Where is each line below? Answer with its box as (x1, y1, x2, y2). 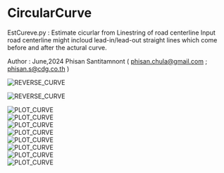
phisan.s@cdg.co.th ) (7, 64, 70, 73)
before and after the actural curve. (7, 43, 107, 52)
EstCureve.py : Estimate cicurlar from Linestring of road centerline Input (7, 28, 216, 37)
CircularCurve (7, 5, 92, 21)
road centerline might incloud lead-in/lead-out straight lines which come (7, 35, 218, 44)
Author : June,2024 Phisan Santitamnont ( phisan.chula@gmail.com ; (7, 56, 208, 65)
